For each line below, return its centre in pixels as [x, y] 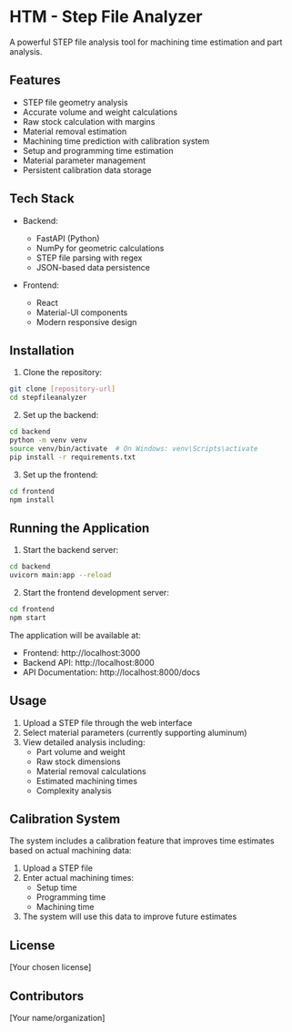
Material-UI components [82, 312]
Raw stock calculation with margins [89, 121]
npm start [28, 618]
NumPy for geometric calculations [100, 248]
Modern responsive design [86, 322]
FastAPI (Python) [68, 238]
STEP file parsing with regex [89, 258]
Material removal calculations [91, 771]
